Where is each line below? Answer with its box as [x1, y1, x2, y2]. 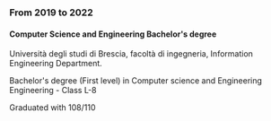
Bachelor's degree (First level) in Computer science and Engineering [9, 75, 263, 86]
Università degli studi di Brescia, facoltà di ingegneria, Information [9, 48, 254, 59]
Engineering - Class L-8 [9, 85, 97, 96]
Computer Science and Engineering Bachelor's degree [9, 29, 217, 39]
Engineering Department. [9, 58, 103, 69]
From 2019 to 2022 [9, 6, 93, 19]
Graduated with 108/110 [9, 102, 96, 113]
